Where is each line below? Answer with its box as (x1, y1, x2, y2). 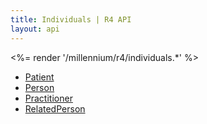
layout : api (10, 24, 60, 34)
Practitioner (24, 92, 73, 104)
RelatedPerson (24, 102, 86, 115)
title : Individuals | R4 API (10, 14, 132, 25)
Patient (24, 71, 55, 83)
